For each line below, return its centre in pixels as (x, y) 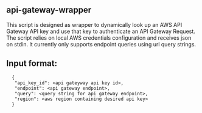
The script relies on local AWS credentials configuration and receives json (99, 38)
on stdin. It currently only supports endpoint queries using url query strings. (101, 44)
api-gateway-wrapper (49, 10)
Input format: (32, 64)
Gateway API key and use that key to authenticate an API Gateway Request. (101, 31)
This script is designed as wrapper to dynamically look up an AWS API (94, 24)
